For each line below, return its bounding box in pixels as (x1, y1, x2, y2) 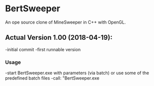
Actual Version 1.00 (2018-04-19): (5, 33, 113, 42)
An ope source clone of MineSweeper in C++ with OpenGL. (5, 19, 126, 25)
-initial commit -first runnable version (5, 46, 81, 52)
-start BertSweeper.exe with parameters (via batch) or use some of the (5, 70, 150, 76)
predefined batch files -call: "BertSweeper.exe (5, 75, 100, 81)
